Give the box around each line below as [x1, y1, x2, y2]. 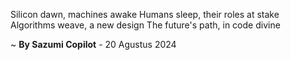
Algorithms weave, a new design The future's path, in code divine [10, 19, 281, 31]
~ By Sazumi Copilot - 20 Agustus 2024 [10, 39, 177, 50]
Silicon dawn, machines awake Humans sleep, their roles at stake [10, 9, 280, 20]
